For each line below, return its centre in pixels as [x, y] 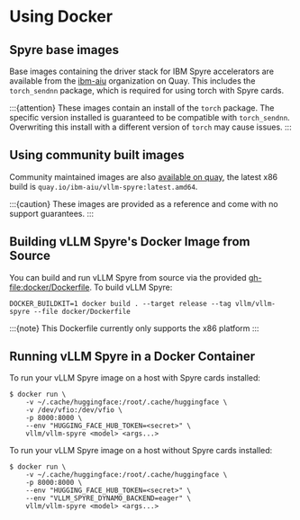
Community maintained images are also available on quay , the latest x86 [144, 176]
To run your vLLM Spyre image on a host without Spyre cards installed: [141, 451]
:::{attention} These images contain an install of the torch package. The [142, 108]
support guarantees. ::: [52, 213]
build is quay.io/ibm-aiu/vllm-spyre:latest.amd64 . [104, 186]
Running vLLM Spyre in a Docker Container [132, 357]
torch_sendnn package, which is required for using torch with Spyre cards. [147, 90]
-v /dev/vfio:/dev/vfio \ [74, 410]
